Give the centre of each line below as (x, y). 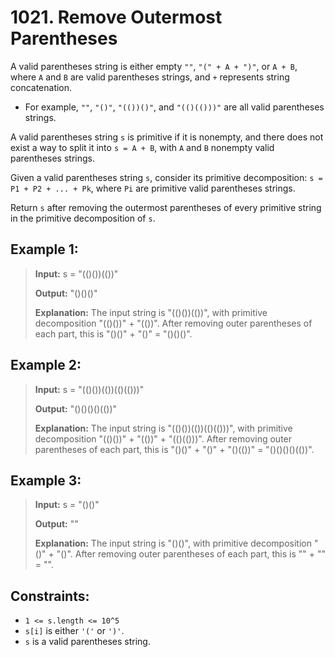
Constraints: (50, 596)
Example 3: (46, 480)
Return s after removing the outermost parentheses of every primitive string (166, 207)
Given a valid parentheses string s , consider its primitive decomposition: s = (166, 177)
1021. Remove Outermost (116, 17)
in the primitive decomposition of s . (83, 218)
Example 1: (44, 249)
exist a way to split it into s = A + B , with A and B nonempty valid (142, 147)
